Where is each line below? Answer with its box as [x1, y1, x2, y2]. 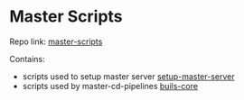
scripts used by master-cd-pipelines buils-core [22, 80, 199, 91]
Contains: [9, 53, 45, 64]
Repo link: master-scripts [9, 36, 103, 47]
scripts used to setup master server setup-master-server [22, 70, 235, 82]
